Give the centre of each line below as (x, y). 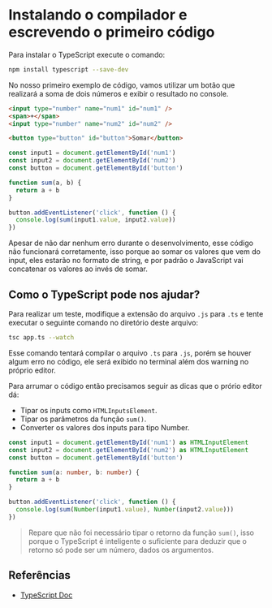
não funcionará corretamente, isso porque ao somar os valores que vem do (135, 252)
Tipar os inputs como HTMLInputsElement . (89, 410)
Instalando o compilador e (98, 15)
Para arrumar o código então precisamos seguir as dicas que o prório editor (135, 386)
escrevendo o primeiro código (112, 32)
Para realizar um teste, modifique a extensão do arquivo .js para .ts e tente (136, 314)
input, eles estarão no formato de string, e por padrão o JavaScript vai (126, 261)
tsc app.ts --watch (41, 338)
